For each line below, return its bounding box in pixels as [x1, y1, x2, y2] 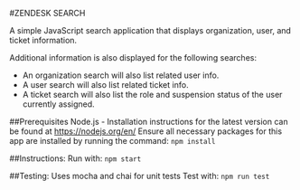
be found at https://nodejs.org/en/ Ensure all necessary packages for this [9, 126, 283, 137]
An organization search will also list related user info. [22, 70, 220, 81]
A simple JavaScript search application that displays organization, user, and [9, 25, 292, 35]
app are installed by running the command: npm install [9, 136, 216, 146]
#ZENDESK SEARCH [9, 8, 86, 18]
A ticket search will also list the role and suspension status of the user [22, 90, 283, 100]
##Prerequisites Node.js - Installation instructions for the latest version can [9, 117, 288, 127]
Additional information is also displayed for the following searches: [9, 52, 258, 62]
